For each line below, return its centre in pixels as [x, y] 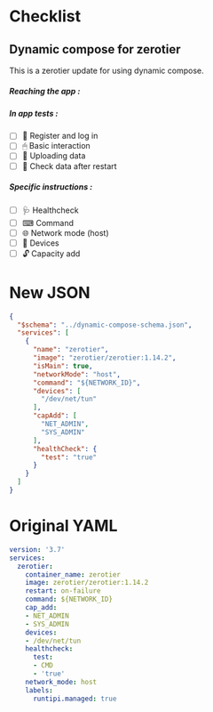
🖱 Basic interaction [56, 146]
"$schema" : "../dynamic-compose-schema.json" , [105, 325]
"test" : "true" [69, 457]
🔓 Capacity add [51, 253]
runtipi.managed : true [75, 699]
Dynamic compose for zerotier [95, 49]
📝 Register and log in [60, 136]
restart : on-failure [63, 591]
